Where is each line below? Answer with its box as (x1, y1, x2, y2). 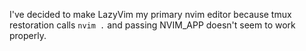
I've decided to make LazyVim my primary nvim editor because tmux (9, 9, 292, 20)
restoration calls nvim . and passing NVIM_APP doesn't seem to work (9, 19, 296, 31)
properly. (9, 30, 47, 41)
